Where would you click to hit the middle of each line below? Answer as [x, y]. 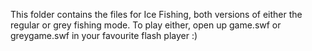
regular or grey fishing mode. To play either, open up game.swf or [146, 25]
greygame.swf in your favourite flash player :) [104, 35]
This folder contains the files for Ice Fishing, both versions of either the [156, 14]
